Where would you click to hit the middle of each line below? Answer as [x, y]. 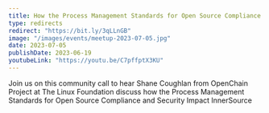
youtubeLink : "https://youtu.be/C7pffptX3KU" [86, 61]
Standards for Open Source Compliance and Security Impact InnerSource [130, 100]
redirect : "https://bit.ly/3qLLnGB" [70, 30]
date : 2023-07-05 [37, 46]
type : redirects [35, 23]
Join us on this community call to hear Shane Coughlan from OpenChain [128, 83]
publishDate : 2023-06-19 [50, 53]
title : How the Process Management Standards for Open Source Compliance [135, 16]
